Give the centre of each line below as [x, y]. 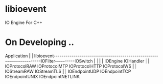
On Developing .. [40, 42]
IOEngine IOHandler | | [127, 61]
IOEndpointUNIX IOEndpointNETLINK [42, 76]
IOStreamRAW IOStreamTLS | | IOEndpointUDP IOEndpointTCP [68, 71]
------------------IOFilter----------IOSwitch [49, 61]
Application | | [19, 56]
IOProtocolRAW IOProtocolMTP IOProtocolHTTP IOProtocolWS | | [71, 66]
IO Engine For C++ [24, 22]
